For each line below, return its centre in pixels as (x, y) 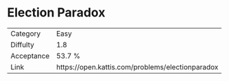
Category (26, 34)
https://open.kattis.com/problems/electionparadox (137, 67)
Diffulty (22, 45)
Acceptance (30, 56)
